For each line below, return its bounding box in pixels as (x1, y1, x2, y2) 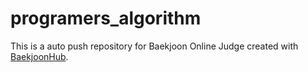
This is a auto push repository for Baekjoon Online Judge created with (10, 40, 299, 52)
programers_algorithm (10, 7, 202, 30)
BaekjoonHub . (10, 50, 69, 62)
